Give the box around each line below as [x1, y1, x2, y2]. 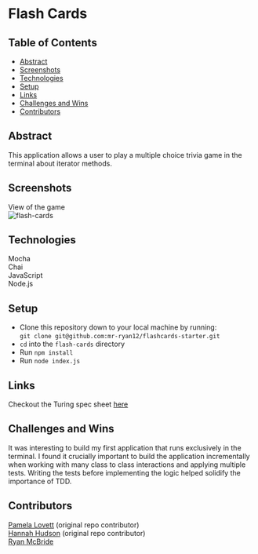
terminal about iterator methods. [8, 159, 112, 168]
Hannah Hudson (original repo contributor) [8, 528, 146, 538]
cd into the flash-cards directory [19, 339, 125, 349]
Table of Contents [8, 36, 98, 49]
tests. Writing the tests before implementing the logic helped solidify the [8, 468, 241, 477]
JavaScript [8, 271, 43, 280]
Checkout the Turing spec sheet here [8, 399, 129, 409]
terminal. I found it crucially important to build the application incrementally [8, 451, 250, 461]
